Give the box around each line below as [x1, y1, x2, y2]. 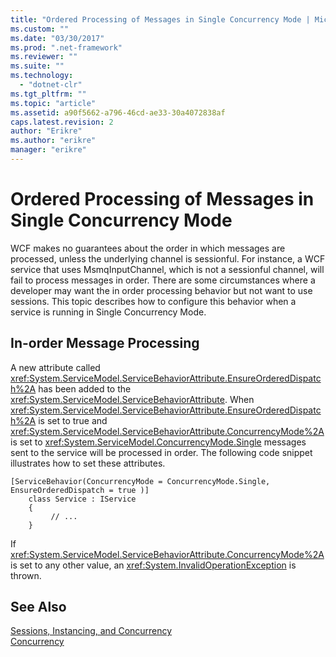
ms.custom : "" [10, 24, 70, 34]
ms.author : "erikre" [10, 136, 97, 146]
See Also [10, 599, 67, 616]
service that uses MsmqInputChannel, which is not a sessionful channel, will [10, 263, 325, 275]
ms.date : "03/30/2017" [10, 33, 105, 43]
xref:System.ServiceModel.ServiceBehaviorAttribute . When [10, 393, 255, 405]
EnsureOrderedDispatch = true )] [10, 485, 150, 495]
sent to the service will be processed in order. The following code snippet [10, 446, 313, 458]
